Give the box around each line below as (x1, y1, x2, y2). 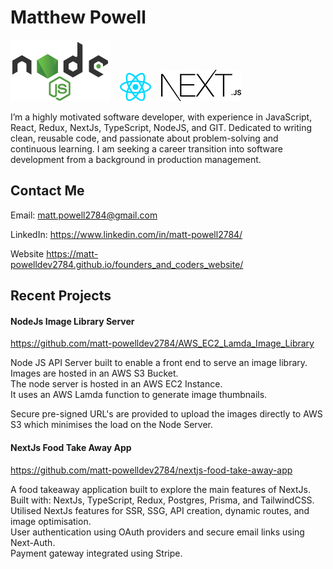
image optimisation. (10, 515, 92, 527)
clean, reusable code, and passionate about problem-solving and (10, 132, 279, 144)
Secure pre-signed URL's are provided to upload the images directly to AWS (10, 408, 323, 420)
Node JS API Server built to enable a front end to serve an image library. (10, 357, 308, 369)
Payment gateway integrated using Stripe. (10, 547, 183, 559)
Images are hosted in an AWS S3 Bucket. (10, 367, 179, 380)
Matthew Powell (10, 6, 147, 29)
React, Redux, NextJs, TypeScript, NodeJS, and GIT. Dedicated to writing (10, 121, 313, 133)
